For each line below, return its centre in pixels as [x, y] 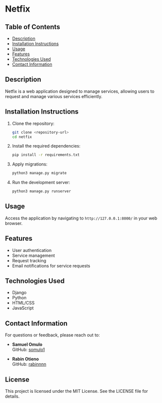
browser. [14, 223]
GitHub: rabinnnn [29, 364]
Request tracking [29, 260]
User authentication [32, 250]
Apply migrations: [30, 164]
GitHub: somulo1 [28, 350]
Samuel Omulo [27, 344]
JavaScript [23, 308]
